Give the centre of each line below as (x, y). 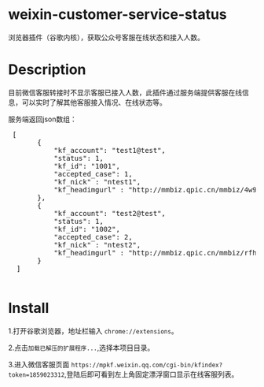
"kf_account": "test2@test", (110, 213)
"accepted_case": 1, (93, 174)
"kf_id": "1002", (87, 229)
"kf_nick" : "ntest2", (97, 245)
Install (29, 308)
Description (47, 70)
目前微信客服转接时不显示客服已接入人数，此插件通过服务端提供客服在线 (125, 92)
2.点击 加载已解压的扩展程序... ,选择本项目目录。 (81, 348)
